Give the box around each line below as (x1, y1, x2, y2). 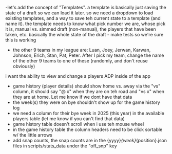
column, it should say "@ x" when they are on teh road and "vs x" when (12, 89, 165, 94)
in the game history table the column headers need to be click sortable (12, 126, 163, 133)
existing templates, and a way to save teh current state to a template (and (5, 15, 161, 21)
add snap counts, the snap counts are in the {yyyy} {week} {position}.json (12, 138, 167, 143)
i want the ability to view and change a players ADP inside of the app (5, 73, 150, 79)
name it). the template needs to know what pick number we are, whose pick (5, 20, 166, 27)
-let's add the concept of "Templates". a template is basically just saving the (5, 5, 166, 10)
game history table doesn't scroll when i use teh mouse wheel (12, 121, 144, 127)
